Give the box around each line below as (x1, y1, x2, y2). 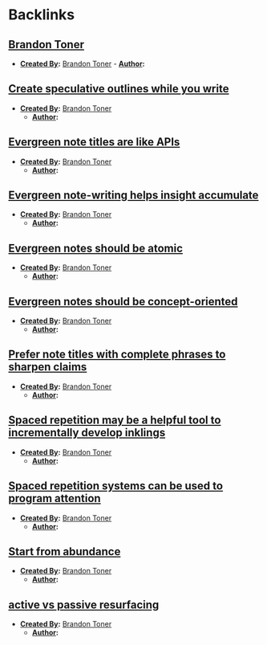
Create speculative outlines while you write (8, 82, 229, 96)
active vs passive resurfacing (8, 598, 160, 611)
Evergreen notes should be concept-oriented (8, 295, 238, 308)
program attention (8, 492, 102, 505)
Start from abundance (8, 545, 121, 558)
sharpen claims (8, 360, 87, 374)
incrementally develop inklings (8, 426, 166, 439)
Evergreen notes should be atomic (8, 241, 183, 255)
